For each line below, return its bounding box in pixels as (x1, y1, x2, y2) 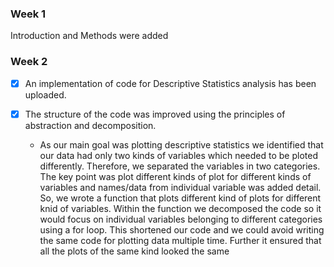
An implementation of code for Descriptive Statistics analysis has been (24, 77, 317, 89)
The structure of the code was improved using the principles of (24, 108, 286, 120)
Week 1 (10, 7, 47, 21)
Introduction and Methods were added (10, 30, 169, 42)
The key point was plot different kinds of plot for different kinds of (39, 170, 312, 182)
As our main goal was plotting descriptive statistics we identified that (39, 138, 324, 151)
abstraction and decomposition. (24, 119, 157, 131)
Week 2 (10, 55, 48, 69)
